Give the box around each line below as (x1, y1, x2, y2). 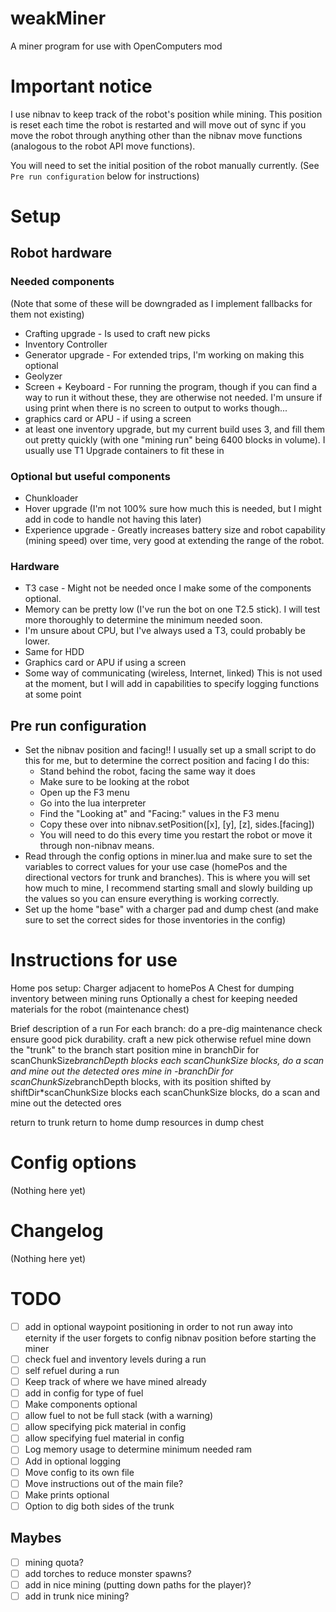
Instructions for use (10, 949, 178, 972)
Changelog (10, 1220, 104, 1242)
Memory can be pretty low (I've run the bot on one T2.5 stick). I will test (24, 603, 321, 616)
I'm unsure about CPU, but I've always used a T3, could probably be (24, 625, 306, 637)
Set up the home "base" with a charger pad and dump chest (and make (24, 903, 319, 916)
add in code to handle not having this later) (24, 513, 202, 526)
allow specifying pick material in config (24, 1421, 187, 1433)
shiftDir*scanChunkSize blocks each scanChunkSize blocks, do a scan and (10, 1087, 321, 1099)
